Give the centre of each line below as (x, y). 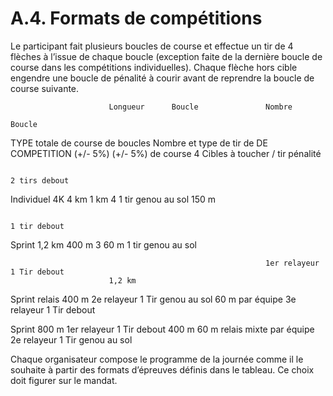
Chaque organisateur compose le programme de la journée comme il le (157, 359)
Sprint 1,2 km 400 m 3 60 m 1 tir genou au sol (104, 244)
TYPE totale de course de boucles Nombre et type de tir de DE (139, 143)
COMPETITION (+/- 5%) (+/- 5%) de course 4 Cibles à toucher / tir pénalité (166, 153)
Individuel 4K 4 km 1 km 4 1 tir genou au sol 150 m (113, 199)
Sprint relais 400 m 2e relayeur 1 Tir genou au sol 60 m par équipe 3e (153, 299)
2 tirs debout (40, 180)
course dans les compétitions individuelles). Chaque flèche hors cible (154, 67)
